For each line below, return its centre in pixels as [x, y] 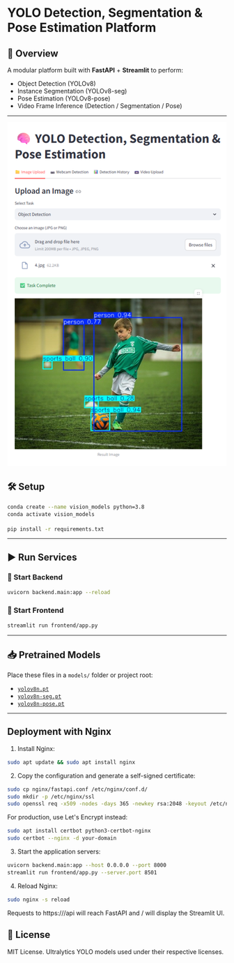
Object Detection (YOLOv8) [56, 84]
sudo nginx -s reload [39, 900]
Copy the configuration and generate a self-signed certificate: [106, 775]
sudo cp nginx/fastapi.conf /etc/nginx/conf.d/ [78, 789]
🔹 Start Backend [35, 577]
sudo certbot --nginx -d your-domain [62, 838]
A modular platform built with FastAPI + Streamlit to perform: [95, 70]
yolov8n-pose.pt [41, 704]
